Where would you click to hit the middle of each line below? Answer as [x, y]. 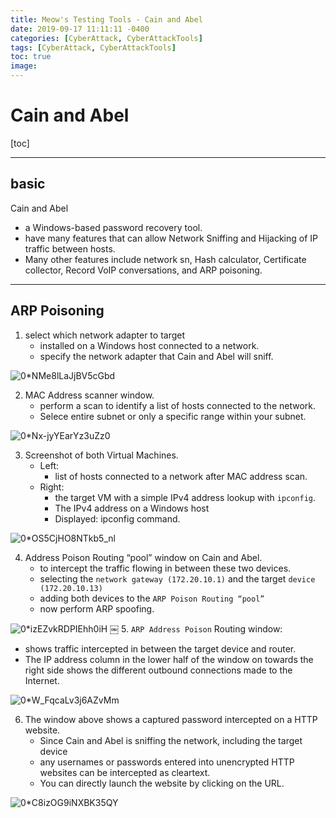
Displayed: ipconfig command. [117, 518]
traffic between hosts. [70, 248]
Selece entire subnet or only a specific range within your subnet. [173, 416]
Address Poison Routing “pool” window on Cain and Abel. [143, 557]
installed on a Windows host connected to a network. [149, 345]
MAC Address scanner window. [89, 395]
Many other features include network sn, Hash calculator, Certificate [165, 259]
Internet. [42, 680]
